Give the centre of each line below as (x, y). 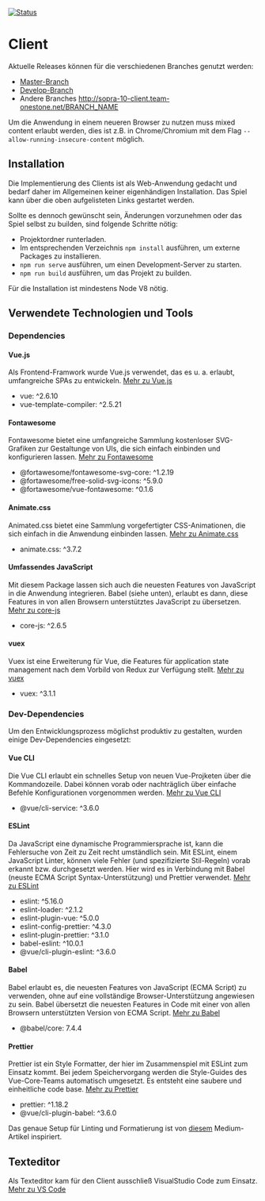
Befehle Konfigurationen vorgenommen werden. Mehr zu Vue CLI (115, 792)
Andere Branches (48, 98)
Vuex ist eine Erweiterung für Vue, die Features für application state (119, 662)
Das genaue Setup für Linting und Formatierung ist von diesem (110, 1128)
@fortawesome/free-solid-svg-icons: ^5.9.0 (91, 481)
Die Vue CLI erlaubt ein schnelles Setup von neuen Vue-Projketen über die (130, 775)
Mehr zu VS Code (37, 1189)
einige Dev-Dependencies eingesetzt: (70, 740)
